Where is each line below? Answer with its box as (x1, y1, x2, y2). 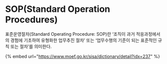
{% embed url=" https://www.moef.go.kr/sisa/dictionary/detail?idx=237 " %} (5, 53, 160, 59)
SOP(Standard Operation (5, 3, 110, 15)
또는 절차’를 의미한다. (10, 43, 52, 49)
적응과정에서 (135, 31, 160, 37)
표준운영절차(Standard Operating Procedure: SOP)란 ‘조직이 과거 (5, 31, 135, 37)
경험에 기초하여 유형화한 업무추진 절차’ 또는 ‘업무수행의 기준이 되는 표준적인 (10, 37, 157, 43)
